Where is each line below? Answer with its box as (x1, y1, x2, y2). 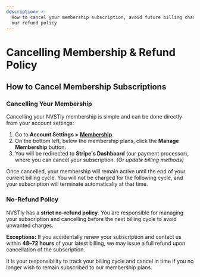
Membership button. (14, 144, 67, 151)
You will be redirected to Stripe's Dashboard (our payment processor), (14, 150, 189, 157)
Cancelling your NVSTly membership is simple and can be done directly (6, 113, 183, 120)
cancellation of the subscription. (6, 245, 85, 253)
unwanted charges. (6, 222, 54, 229)
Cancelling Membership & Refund (6, 45, 176, 59)
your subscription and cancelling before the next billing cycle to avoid (6, 215, 177, 222)
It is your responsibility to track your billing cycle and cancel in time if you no (6, 257, 194, 264)
